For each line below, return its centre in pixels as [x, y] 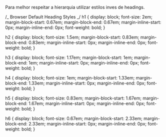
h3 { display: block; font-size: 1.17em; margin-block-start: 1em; [69, 57]
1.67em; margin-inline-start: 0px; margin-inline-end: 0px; [87, 103]
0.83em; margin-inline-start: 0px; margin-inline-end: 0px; [87, 42]
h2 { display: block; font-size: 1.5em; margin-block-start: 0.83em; [72, 37]
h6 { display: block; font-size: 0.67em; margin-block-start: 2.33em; [74, 118]
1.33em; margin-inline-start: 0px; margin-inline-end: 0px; [87, 83]
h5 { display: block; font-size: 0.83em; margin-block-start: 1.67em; [73, 98]
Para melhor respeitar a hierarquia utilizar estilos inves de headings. [75, 7]
